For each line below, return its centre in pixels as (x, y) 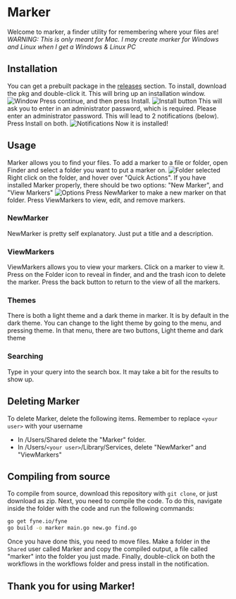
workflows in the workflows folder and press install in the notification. (108, 564)
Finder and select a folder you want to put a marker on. (87, 170)
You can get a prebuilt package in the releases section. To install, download (117, 86)
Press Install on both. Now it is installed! (88, 123)
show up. (21, 379)
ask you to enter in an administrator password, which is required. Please (112, 108)
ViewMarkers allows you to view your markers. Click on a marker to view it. (116, 267)
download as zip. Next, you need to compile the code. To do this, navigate (115, 501)
